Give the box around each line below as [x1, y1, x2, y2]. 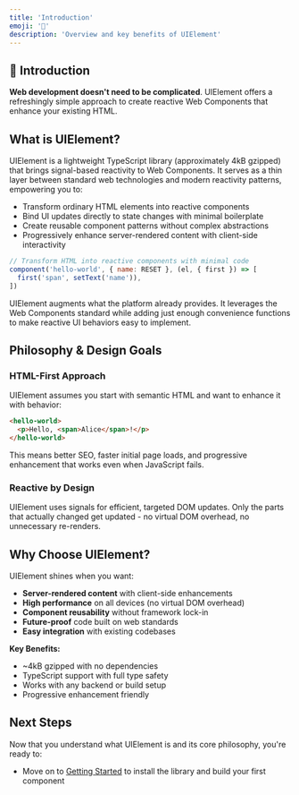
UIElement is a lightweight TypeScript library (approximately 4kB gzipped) [9, 156, 281, 166]
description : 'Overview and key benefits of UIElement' [9, 30, 221, 38]
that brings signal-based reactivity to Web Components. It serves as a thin [9, 165, 283, 175]
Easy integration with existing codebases [21, 626, 176, 637]
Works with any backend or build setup [21, 680, 167, 690]
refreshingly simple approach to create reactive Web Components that [9, 96, 269, 107]
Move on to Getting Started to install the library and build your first [21, 765, 266, 776]
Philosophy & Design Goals [9, 342, 162, 358]
